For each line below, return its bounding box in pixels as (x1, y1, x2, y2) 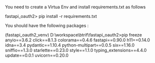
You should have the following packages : (5, 23, 89, 28)
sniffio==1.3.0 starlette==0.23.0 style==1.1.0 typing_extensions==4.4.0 (5, 48, 147, 53)
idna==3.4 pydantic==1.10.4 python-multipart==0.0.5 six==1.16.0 (5, 42, 135, 48)
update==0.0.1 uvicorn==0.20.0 (5, 52, 69, 58)
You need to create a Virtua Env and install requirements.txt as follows (5, 4, 146, 10)
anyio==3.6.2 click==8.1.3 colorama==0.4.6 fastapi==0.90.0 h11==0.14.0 (5, 37, 150, 43)
